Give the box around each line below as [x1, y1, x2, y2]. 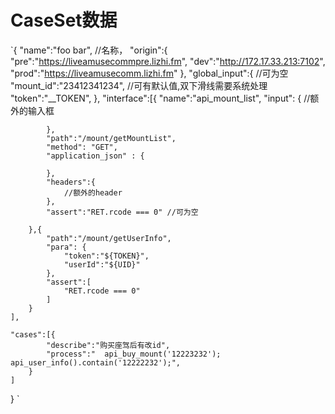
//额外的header [63, 187, 123, 198]
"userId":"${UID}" [63, 259, 141, 270]
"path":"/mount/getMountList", [46, 133, 177, 143]
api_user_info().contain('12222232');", [10, 357, 182, 368]
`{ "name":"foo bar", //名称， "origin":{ [10, 44, 168, 56]
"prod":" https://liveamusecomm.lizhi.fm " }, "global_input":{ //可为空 [10, 67, 289, 79]
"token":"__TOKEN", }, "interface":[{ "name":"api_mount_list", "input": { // [10, 92, 311, 104]
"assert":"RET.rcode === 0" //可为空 [46, 207, 199, 217]
